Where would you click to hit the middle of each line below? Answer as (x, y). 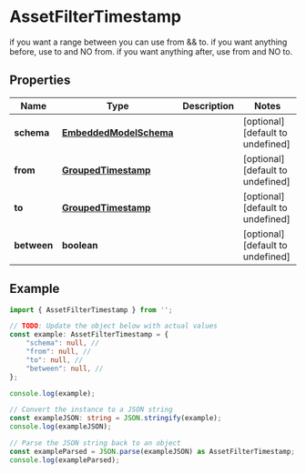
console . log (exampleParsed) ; (65, 460)
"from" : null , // (59, 352)
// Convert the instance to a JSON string (91, 410)
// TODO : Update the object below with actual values (114, 326)
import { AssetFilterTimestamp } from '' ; (91, 310)
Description (208, 106)
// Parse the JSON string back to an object (95, 443)
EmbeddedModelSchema (118, 132)
